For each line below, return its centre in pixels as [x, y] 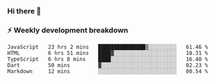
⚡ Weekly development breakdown [68, 30]
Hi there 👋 [25, 11]
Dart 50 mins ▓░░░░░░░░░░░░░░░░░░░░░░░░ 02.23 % [108, 65]
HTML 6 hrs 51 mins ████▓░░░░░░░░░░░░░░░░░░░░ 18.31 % [108, 54]
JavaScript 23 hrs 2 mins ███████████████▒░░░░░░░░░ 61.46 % [108, 47]
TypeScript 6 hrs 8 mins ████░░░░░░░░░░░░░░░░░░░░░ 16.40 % [108, 59]
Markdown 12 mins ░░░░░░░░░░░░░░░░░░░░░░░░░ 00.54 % [108, 72]
